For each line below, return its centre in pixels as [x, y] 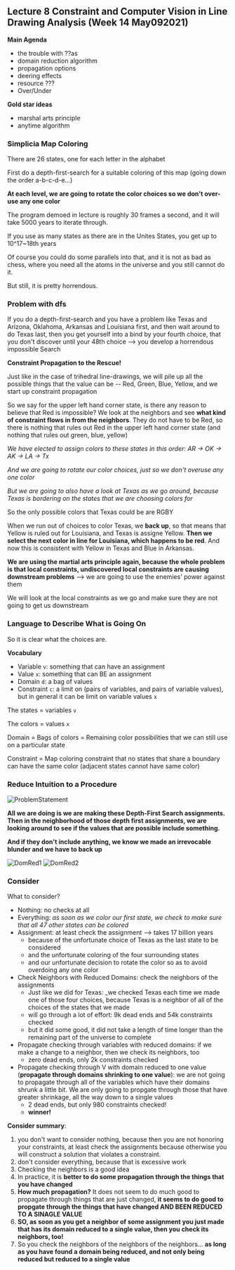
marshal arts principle [49, 118]
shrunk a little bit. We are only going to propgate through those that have [122, 1090]
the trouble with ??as [48, 53]
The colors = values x [39, 723]
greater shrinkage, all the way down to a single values [95, 1097]
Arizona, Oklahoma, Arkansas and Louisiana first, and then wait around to [113, 327]
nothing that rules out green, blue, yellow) [68, 435]
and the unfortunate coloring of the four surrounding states [113, 955]
